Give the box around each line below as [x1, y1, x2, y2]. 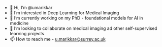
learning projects [9, 31, 44, 36]
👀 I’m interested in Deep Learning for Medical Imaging [9, 10, 119, 16]
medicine [9, 20, 29, 26]
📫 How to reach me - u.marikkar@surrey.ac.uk [9, 36, 106, 42]
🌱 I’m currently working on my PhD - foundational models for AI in [9, 15, 143, 21]
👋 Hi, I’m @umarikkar [9, 5, 53, 10]
